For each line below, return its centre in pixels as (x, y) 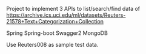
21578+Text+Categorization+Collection (55, 21)
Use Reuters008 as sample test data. (52, 45)
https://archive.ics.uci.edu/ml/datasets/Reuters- (66, 15)
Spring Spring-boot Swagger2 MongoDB (57, 33)
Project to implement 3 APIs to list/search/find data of (73, 9)
